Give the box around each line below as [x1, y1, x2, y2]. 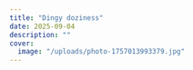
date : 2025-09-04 [9, 22, 76, 31]
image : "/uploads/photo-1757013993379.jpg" [17, 47, 185, 56]
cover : [9, 38, 35, 48]
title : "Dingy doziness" [9, 13, 104, 23]
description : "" [9, 30, 71, 39]
